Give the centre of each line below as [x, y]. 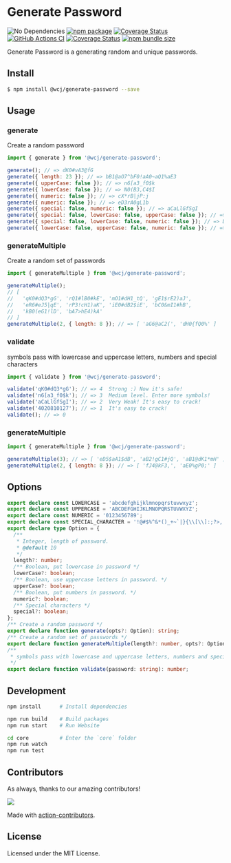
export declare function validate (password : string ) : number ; [98, 669]
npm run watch [27, 745]
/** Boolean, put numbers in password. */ [75, 592]
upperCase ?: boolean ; [44, 586]
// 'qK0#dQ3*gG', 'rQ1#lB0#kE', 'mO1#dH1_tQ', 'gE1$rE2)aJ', [100, 298]
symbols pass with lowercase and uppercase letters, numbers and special [112, 357]
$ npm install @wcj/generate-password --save [73, 89]
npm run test [26, 751]
